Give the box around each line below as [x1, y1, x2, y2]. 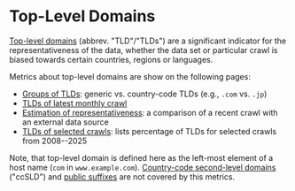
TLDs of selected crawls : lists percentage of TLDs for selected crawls [21, 126, 277, 136]
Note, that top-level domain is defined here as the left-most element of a [9, 152, 274, 163]
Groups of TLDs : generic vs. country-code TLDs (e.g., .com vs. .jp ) [21, 88, 268, 99]
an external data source [21, 117, 109, 127]
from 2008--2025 [21, 135, 88, 146]
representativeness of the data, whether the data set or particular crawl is [9, 44, 278, 55]
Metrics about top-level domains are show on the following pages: [9, 71, 251, 81]
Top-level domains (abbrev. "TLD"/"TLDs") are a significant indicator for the [9, 35, 286, 46]
